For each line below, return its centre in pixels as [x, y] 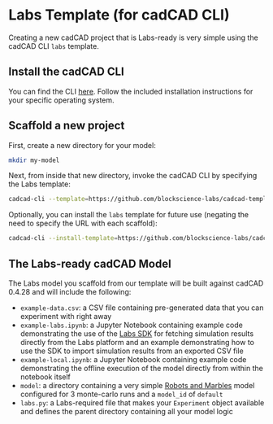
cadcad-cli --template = [49, 199]
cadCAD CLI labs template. [54, 46]
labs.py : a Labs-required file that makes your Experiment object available [142, 403]
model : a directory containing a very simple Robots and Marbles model [137, 385]
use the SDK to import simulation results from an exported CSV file [132, 351]
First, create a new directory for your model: [82, 145]
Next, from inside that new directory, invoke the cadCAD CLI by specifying [133, 176]
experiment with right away [66, 316]
